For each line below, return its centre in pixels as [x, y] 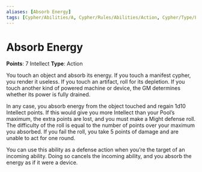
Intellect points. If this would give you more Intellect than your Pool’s [90, 112]
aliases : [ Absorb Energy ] [38, 12]
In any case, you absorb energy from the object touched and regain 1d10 [96, 106]
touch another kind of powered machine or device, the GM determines [93, 88]
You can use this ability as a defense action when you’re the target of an [96, 150]
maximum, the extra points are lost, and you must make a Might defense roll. [101, 119]
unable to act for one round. [41, 138]
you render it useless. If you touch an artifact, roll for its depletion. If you [96, 82]
